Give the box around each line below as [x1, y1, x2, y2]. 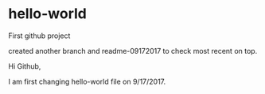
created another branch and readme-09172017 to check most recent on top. [8, 46, 258, 55]
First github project [8, 31, 71, 40]
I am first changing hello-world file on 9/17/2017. [8, 77, 166, 86]
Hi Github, [8, 61, 41, 71]
